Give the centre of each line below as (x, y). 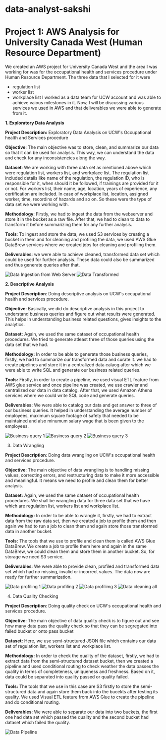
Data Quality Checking (35, 596)
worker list (23, 92)
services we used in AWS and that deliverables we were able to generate (87, 108)
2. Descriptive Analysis (30, 284)
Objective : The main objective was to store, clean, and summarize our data (82, 147)
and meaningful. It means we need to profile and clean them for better (77, 480)
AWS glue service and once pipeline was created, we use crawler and (76, 385)
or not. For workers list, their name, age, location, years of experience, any (81, 189)
